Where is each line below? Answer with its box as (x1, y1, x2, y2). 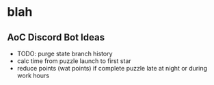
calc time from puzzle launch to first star (16, 57, 131, 65)
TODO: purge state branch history (16, 49, 113, 58)
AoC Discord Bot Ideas (7, 32, 105, 43)
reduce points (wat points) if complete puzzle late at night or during (16, 64, 207, 72)
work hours (16, 71, 50, 80)
